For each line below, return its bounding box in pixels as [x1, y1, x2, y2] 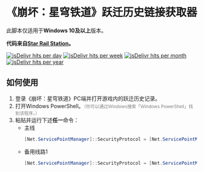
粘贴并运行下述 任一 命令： [15, 116, 79, 123]
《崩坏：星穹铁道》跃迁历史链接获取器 [6, 5, 198, 19]
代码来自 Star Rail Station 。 [6, 40, 74, 47]
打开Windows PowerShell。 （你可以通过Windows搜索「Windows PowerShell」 [15, 102, 189, 109]
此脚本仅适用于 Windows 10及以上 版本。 [6, 27, 107, 34]
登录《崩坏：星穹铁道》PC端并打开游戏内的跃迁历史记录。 [15, 95, 160, 102]
